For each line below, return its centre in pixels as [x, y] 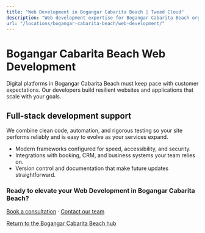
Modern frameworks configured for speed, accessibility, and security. [103, 149]
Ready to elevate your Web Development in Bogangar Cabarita [101, 191]
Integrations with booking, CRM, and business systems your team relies [105, 155]
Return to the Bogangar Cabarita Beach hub [61, 223]
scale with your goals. [34, 97]
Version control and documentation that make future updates [92, 168]
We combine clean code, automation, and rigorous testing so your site [95, 131]
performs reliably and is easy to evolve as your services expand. [88, 137]
